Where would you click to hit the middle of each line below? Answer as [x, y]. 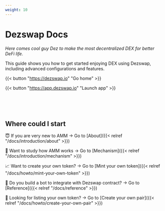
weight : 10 [16, 10]
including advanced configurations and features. [55, 68]
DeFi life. [14, 53]
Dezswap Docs [37, 34]
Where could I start [36, 123]
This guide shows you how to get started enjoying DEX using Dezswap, [78, 63]
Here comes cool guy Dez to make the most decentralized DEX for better [80, 48]
